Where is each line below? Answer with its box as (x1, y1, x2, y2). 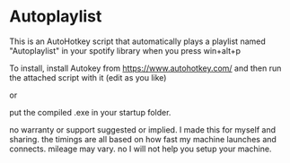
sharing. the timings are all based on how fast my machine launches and (9, 133, 277, 144)
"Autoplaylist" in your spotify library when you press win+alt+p (9, 45, 241, 56)
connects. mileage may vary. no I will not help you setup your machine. (9, 143, 272, 154)
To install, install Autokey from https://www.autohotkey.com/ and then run (9, 63, 282, 73)
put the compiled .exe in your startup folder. (9, 107, 171, 117)
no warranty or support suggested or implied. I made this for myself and (9, 124, 277, 135)
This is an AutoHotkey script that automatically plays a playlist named (9, 36, 267, 47)
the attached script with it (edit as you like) (9, 72, 167, 82)
